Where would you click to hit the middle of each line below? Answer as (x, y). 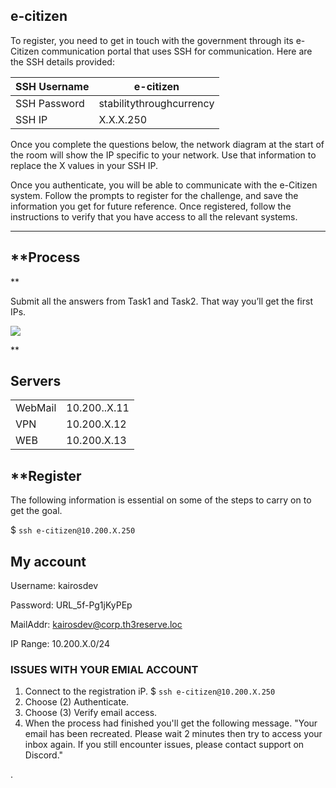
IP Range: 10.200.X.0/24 (60, 644)
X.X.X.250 (123, 119)
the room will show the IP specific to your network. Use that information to (163, 155)
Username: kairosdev (54, 586)
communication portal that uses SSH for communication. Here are (177, 51)
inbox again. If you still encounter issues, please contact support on (164, 745)
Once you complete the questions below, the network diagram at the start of (167, 144)
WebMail (36, 408)
